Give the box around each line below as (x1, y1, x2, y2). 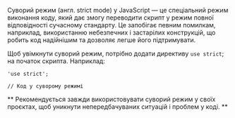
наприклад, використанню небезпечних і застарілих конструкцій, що (7, 28, 216, 37)
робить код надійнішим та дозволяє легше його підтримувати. (7, 36, 196, 44)
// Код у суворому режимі (7, 83, 83, 90)
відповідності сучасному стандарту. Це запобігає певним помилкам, (7, 21, 216, 29)
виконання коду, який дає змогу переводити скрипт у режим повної (7, 13, 214, 22)
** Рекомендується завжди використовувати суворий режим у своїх (7, 95, 216, 103)
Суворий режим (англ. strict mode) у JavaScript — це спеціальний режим (7, 6, 229, 14)
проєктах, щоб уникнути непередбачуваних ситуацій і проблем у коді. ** (7, 103, 228, 111)
